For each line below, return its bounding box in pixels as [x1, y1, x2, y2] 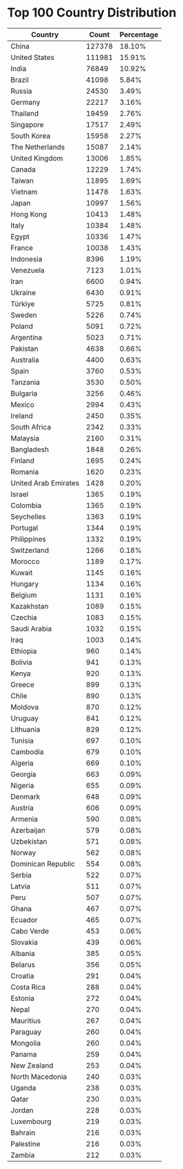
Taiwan [10, 176, 34, 185]
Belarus [10, 959, 36, 969]
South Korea [10, 131, 51, 141]
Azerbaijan [10, 825, 46, 835]
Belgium [10, 590, 37, 600]
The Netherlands [10, 142, 65, 152]
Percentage [119, 30, 159, 39]
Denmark [10, 791, 41, 801]
